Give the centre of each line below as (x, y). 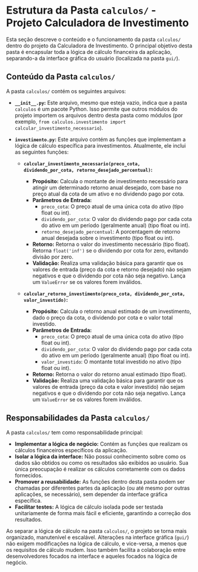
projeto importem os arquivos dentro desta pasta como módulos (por (99, 115)
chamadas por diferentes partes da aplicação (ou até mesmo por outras (102, 488)
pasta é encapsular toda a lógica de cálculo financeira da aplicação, (89, 52)
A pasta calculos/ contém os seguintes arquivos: (66, 91)
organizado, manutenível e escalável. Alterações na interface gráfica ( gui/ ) (98, 537)
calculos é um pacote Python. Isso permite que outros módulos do (96, 109)
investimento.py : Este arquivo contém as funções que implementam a (100, 139)
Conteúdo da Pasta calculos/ (61, 77)
